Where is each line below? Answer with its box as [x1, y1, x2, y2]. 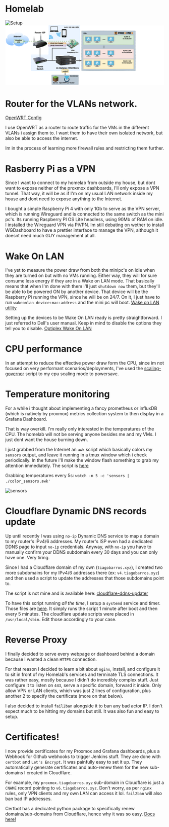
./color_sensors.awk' [5, 479, 51, 484]
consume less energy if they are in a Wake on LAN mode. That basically [5, 278, 155, 284]
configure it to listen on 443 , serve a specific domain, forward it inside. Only [5, 682, 162, 689]
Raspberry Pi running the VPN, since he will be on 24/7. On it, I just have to [5, 294, 160, 300]
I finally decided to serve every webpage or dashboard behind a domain [5, 651, 155, 657]
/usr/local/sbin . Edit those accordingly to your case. [5, 617, 117, 623]
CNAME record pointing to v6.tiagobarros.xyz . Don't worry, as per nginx [5, 784, 152, 791]
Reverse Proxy [5, 634, 68, 645]
